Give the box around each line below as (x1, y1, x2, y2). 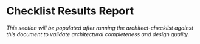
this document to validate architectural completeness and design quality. (6, 30, 190, 37)
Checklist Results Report (6, 4, 134, 18)
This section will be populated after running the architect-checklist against (6, 24, 194, 31)
